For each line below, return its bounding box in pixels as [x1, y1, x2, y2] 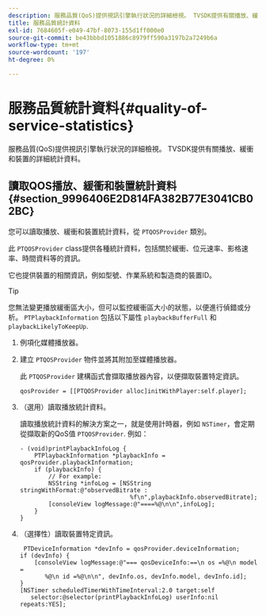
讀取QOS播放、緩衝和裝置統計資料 [8, 179, 177, 193]
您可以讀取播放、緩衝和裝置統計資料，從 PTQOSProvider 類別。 [8, 227, 211, 236]
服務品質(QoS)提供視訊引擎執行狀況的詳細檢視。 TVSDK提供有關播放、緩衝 [8, 143, 254, 153]
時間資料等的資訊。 [21, 253, 85, 262]
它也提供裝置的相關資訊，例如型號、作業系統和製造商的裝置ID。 [8, 270, 216, 280]
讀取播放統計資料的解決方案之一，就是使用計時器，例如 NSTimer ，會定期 [19, 419, 255, 428]
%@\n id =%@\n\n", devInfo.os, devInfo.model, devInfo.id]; [44, 572, 247, 580]
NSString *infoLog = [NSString [48, 479, 152, 488]
